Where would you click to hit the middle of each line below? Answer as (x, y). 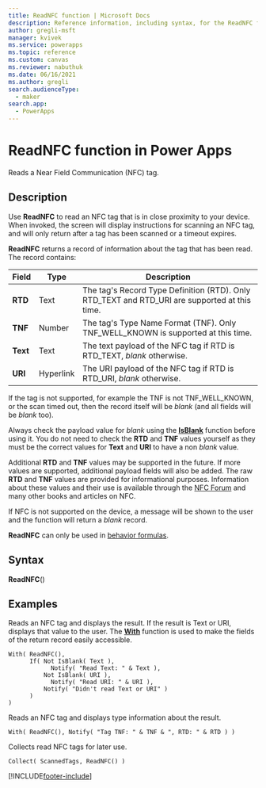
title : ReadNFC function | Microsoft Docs (79, 15)
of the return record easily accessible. (70, 640)
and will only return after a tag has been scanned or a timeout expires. (123, 233)
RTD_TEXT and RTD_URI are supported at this (167, 300)
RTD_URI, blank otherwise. (132, 378)
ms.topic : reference (42, 52)
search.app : (28, 104)
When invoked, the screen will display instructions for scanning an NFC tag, (132, 225)
